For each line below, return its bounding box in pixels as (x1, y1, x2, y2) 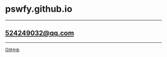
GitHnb (5, 47, 20, 53)
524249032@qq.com (5, 29, 75, 37)
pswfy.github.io (5, 3, 73, 15)
